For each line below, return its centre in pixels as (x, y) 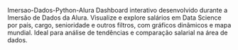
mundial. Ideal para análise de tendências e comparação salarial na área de (118, 32)
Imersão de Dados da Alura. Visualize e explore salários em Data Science (114, 18)
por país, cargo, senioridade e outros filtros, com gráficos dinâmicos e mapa (119, 25)
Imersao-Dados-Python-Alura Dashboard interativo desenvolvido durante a (118, 10)
